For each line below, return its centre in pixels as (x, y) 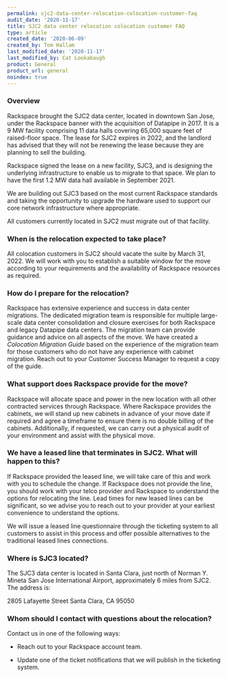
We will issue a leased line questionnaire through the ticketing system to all (113, 526)
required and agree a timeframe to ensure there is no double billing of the (110, 421)
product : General (32, 64)
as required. (24, 275)
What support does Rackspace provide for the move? (97, 384)
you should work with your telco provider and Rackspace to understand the (113, 491)
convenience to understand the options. (63, 512)
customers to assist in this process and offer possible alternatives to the (108, 533)
